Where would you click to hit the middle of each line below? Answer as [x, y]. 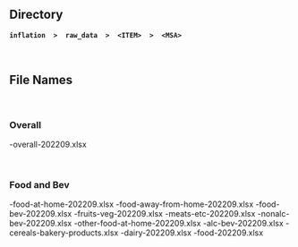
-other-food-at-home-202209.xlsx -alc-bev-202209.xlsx [179, 224]
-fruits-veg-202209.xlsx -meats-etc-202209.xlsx [165, 214]
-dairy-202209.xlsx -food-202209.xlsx [192, 233]
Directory [36, 15]
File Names [41, 80]
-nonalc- [273, 214]
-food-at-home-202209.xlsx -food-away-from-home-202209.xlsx [132, 204]
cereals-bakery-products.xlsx [64, 233]
